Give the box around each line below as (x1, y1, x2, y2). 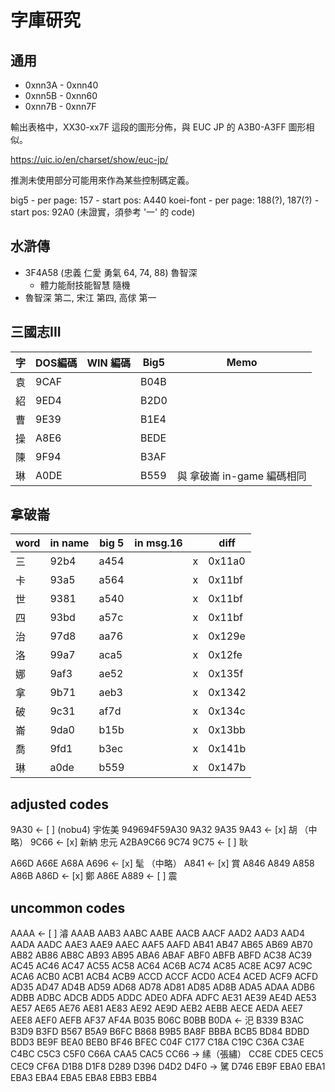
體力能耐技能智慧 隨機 (39, 279, 131, 291)
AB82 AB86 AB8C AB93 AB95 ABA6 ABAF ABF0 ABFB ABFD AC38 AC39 (10, 949, 312, 961)
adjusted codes (10, 796, 109, 813)
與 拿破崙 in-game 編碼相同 (176, 469, 307, 483)
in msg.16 (134, 536, 183, 550)
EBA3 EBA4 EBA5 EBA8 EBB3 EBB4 (10, 1072, 158, 1084)
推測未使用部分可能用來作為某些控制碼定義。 (10, 174, 195, 186)
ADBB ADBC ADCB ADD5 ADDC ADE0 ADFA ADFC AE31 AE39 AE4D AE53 (10, 992, 317, 1004)
